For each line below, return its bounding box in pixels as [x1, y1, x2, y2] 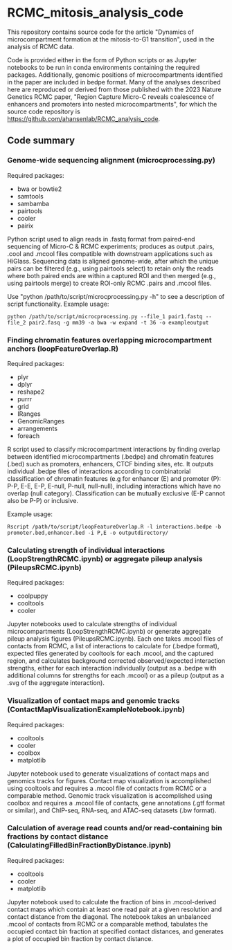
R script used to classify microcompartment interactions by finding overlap [7, 445, 220, 453]
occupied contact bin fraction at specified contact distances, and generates [7, 927, 224, 935]
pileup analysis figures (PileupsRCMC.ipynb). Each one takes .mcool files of [7, 634, 224, 643]
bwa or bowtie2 [17, 185, 62, 193]
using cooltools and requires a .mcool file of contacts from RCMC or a [7, 784, 206, 792]
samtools [17, 192, 44, 200]
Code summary [7, 135, 75, 147]
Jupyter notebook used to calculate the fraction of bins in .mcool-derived [7, 897, 217, 906]
